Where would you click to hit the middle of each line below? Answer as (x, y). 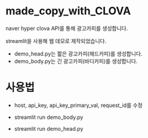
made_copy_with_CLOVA (68, 11)
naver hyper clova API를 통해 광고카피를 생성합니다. (67, 28)
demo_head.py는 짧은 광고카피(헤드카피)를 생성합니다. (78, 53)
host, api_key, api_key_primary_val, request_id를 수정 (78, 105)
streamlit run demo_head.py (49, 128)
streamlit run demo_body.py (49, 117)
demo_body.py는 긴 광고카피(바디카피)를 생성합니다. (76, 61)
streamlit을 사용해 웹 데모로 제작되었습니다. (56, 41)
